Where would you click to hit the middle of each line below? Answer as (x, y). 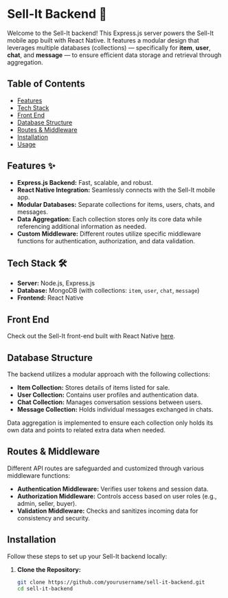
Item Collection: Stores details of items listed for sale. (93, 387)
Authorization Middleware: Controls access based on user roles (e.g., (117, 496)
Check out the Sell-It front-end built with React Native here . (91, 336)
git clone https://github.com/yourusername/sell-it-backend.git (111, 582)
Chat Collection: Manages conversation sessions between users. (110, 402)
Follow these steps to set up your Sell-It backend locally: (87, 556)
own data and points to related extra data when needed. (87, 430)
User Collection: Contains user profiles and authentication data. (108, 395)
